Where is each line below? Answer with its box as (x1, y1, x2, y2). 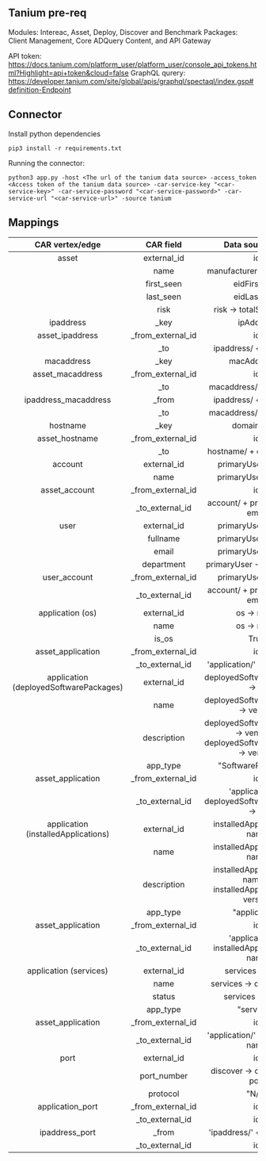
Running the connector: (8, 158, 85, 167)
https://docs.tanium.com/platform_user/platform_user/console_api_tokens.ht (8, 59, 257, 69)
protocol (147, 1088, 180, 1099)
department (142, 559, 186, 570)
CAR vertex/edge (34, 239, 101, 251)
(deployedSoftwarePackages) (12, 682, 123, 693)
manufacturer (207, 266, 258, 277)
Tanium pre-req (8, 6, 87, 20)
